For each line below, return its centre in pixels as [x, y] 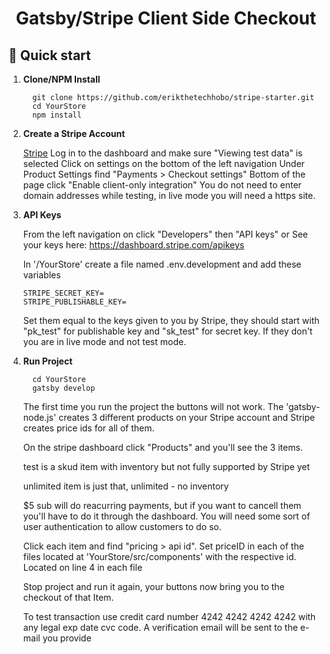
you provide [67, 638]
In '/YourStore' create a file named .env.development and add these [162, 264]
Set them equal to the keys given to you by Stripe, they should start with [171, 320]
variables [41, 275]
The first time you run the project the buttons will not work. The [153, 406]
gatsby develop [64, 388]
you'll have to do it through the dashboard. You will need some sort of [166, 516]
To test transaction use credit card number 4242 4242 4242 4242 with [169, 616]
